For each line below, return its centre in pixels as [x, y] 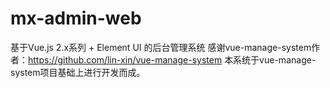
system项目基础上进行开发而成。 [78, 72]
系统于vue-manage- [275, 59]
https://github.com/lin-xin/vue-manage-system [125, 59]
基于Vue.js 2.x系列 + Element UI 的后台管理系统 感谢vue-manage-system [161, 47]
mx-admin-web [76, 18]
